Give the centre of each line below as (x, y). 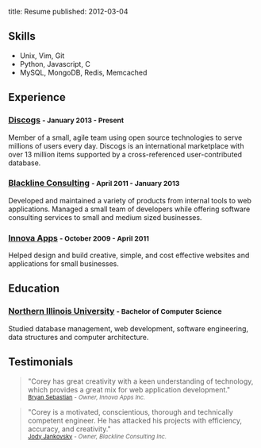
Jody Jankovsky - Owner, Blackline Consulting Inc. (97, 436)
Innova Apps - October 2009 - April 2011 (79, 238)
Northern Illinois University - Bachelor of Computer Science (115, 311)
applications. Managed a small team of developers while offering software (129, 209)
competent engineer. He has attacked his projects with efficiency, (135, 420)
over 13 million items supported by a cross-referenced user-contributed (125, 154)
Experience (37, 97)
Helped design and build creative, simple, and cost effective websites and (129, 255)
